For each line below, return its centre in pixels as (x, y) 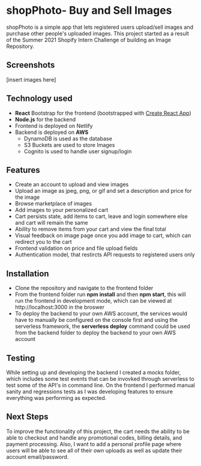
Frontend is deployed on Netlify (54, 126)
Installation (28, 274)
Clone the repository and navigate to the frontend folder (84, 288)
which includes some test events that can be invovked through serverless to (100, 379)
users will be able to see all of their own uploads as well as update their (94, 450)
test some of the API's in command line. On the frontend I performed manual (100, 385)
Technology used (40, 99)
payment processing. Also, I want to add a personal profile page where (94, 444)
